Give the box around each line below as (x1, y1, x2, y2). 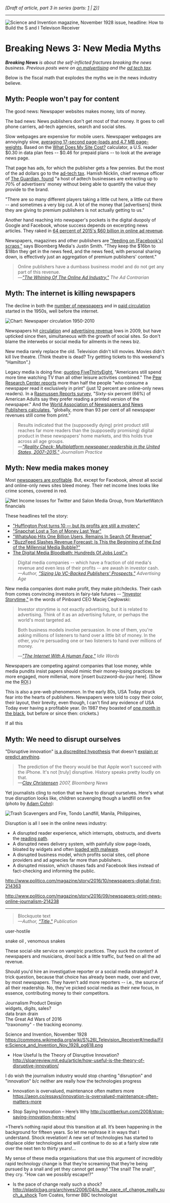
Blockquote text (17, 913, 51, 919)
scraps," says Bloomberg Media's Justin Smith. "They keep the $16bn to (5, 243, 156, 249)
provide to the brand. (5, 186, 49, 193)
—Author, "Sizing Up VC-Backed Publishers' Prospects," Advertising (17, 571, 161, 577)
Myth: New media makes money (5, 463, 109, 472)
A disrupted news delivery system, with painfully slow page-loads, (12, 841, 151, 847)
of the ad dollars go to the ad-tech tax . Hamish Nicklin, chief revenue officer (5, 170, 164, 176)
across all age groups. (17, 438, 64, 444)
